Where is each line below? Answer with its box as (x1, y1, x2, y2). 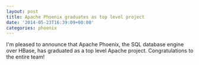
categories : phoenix (6, 25, 58, 31)
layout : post (6, 8, 39, 15)
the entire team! (6, 53, 45, 60)
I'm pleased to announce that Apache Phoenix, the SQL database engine (6, 41, 184, 48)
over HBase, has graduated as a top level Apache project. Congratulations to (6, 47, 194, 54)
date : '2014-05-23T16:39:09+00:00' (6, 19, 94, 25)
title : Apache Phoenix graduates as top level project (6, 14, 145, 20)
